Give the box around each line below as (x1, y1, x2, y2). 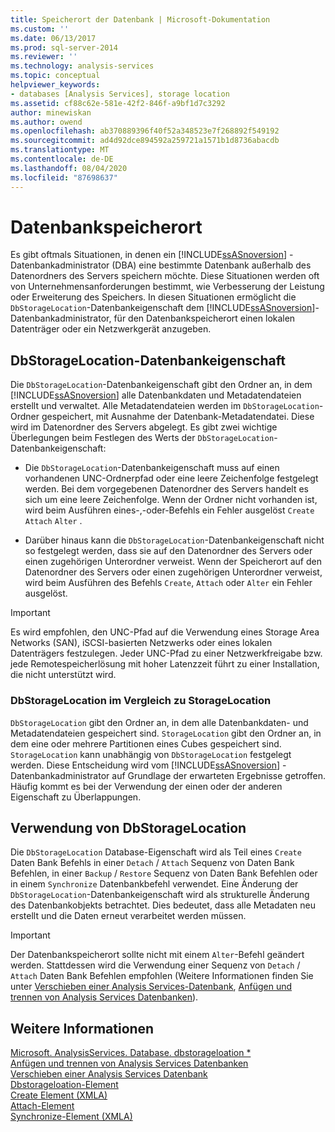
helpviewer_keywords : (10, 80, 101, 90)
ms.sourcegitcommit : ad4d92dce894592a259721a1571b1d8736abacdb (10, 136, 280, 146)
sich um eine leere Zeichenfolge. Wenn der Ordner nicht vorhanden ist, (24, 494, 318, 506)
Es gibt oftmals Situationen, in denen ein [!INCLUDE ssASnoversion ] (10, 249, 288, 261)
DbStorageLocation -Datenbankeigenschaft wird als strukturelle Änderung (10, 889, 310, 901)
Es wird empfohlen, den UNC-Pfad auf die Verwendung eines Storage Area (10, 626, 320, 638)
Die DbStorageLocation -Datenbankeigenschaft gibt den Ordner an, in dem (10, 379, 313, 391)
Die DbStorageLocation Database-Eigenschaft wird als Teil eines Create (10, 846, 302, 858)
